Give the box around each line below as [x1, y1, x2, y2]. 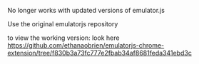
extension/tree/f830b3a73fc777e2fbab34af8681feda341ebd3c [7, 49, 193, 57]
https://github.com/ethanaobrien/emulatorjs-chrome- [7, 41, 165, 49]
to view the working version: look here [7, 33, 120, 42]
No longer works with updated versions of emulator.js [7, 6, 165, 14]
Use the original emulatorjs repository [7, 20, 118, 28]
